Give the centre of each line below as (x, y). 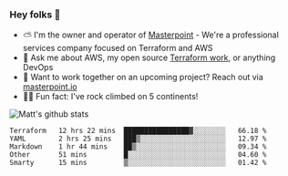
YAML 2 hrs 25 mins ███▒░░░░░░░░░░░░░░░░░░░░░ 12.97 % (138, 139)
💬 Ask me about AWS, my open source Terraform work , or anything (149, 57)
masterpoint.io (50, 87)
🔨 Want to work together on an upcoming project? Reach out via (143, 78)
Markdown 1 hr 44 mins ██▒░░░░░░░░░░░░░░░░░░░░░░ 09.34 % (138, 147)
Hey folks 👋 (35, 15)
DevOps (38, 67)
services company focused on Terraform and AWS (118, 48)
